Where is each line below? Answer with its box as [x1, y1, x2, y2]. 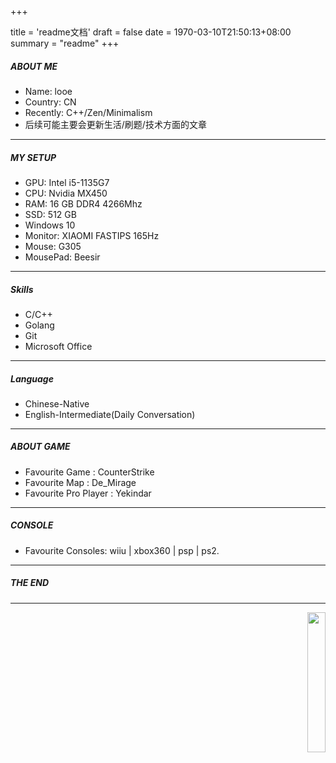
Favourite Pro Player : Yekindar [24, 487, 152, 499]
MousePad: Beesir [24, 251, 101, 263]
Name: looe [24, 85, 73, 97]
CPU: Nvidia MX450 [24, 187, 108, 199]
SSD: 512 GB [24, 208, 77, 220]
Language [10, 372, 54, 385]
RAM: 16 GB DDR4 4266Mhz [24, 197, 143, 210]
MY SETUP [10, 151, 57, 163]
